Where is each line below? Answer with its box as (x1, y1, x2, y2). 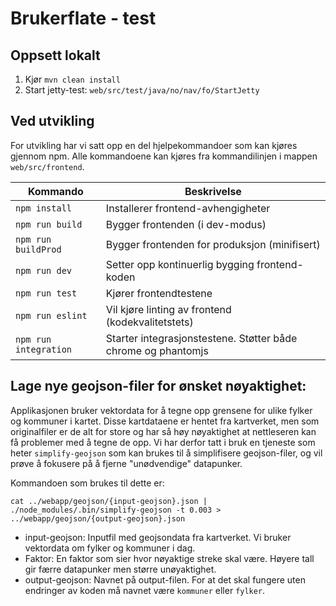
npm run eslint (15, 310, 88, 321)
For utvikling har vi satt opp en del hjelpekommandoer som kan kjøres (10, 139, 298, 151)
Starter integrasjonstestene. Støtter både (105, 331, 298, 345)
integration (15, 343, 73, 355)
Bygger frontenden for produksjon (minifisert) (105, 237, 321, 251)
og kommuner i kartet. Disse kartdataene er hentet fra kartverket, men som (10, 415, 320, 427)
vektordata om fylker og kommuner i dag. (24, 542, 196, 554)
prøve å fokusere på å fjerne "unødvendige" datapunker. (10, 457, 243, 469)
